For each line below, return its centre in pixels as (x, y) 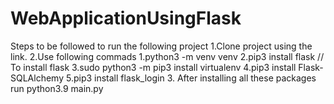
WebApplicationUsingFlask (126, 18)
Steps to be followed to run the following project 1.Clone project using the (161, 46)
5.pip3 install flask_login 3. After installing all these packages (191, 78)
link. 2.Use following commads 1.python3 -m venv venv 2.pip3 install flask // (167, 56)
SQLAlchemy (37, 78)
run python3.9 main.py (57, 88)
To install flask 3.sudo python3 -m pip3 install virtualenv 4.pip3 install (153, 67)
